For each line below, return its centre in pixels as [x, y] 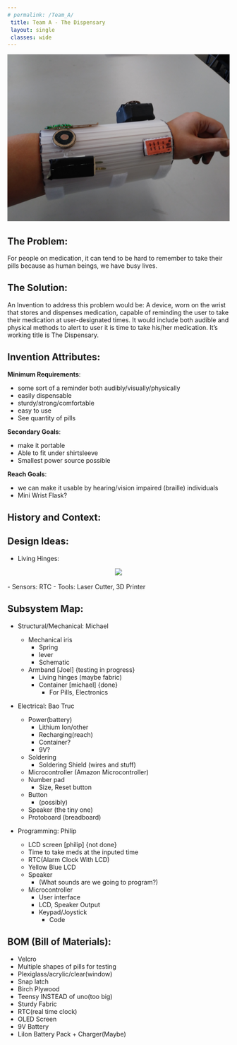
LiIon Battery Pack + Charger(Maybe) [72, 1034]
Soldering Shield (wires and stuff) [87, 764]
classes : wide [31, 37]
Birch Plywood [38, 988]
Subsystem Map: [45, 609]
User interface [60, 897]
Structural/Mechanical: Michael [63, 626]
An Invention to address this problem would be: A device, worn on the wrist [116, 305]
